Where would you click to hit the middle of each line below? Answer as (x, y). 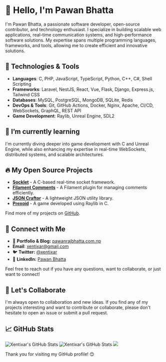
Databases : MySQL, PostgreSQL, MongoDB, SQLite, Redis (73, 100)
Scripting (22, 84)
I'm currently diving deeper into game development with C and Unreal (77, 144)
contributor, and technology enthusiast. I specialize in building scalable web (83, 29)
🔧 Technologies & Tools (42, 66)
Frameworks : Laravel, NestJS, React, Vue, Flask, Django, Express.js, (83, 89)
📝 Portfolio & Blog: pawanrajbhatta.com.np (57, 241)
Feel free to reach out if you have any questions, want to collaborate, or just (83, 269)
